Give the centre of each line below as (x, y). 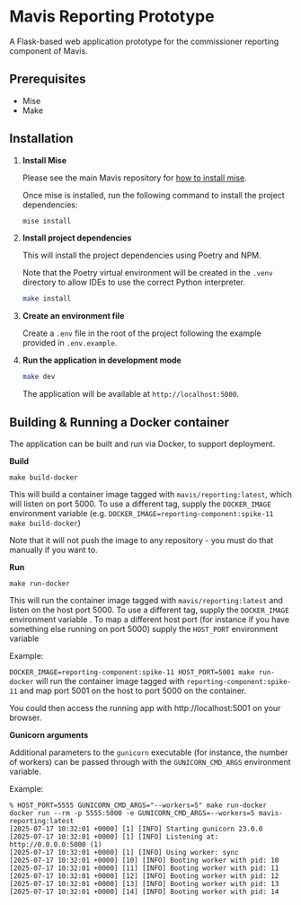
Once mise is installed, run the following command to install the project (153, 195)
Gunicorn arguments (49, 735)
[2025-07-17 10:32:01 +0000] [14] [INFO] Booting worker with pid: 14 (144, 892)
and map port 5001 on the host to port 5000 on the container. (133, 690)
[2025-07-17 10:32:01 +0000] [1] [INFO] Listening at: (114, 837)
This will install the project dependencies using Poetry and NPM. (142, 255)
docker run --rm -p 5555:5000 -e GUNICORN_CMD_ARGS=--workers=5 (132, 813)
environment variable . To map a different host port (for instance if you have (150, 619)
